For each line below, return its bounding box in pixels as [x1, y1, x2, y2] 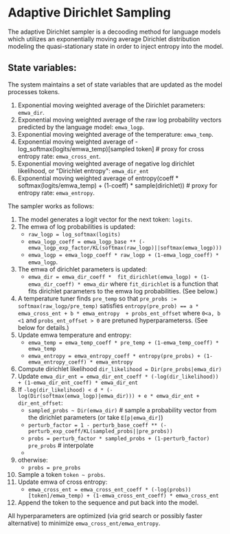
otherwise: [17, 456, 49, 464]
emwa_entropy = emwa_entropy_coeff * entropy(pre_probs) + [27, 353, 201, 359]
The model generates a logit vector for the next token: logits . [17, 215, 193, 223]
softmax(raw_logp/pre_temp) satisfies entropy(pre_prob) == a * [17, 301, 199, 310]
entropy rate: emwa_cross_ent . [17, 152, 102, 160]
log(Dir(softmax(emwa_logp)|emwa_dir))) [17, 392, 135, 399]
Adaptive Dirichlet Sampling [8, 5, 171, 21]
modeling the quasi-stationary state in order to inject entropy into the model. [8, 42, 224, 50]
